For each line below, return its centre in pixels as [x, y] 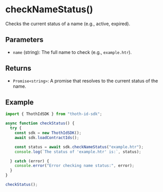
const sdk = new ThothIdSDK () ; [48, 133]
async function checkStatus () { [40, 123]
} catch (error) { [30, 161]
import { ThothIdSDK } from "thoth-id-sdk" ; [54, 114]
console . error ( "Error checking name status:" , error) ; [75, 166]
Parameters [24, 40]
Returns [19, 69]
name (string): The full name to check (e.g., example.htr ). [72, 52]
